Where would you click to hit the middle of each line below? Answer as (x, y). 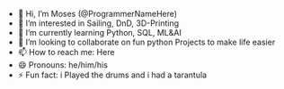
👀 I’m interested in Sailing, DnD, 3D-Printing (98, 23)
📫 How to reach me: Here (66, 52)
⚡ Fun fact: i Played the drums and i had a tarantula (112, 75)
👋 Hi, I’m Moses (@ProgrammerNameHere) (98, 14)
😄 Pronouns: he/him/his (62, 65)
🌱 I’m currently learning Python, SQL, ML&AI (99, 32)
